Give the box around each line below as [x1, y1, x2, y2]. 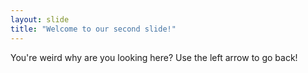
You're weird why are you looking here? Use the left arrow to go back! [10, 51, 298, 63]
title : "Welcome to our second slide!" [10, 24, 177, 34]
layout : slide [10, 14, 70, 25]
